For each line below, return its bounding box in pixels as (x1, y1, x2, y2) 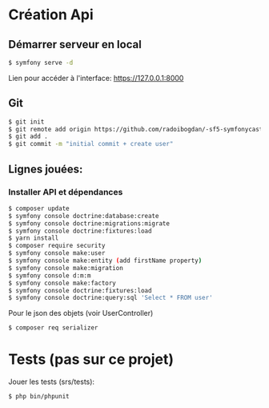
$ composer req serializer (8, 324, 98, 332)
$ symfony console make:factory (8, 279, 116, 287)
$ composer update (8, 204, 70, 212)
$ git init (8, 118, 45, 126)
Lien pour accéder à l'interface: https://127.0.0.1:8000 (8, 73, 184, 83)
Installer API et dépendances (8, 186, 123, 197)
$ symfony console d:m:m (8, 271, 91, 280)
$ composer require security (8, 242, 106, 250)
